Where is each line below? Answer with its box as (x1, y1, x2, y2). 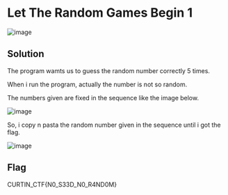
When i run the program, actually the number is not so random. (7, 80, 188, 88)
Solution (7, 48, 44, 60)
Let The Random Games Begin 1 (7, 5, 193, 21)
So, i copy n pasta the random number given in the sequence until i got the (7, 120, 221, 129)
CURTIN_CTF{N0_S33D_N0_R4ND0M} (7, 180, 117, 189)
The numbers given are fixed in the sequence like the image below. (7, 93, 199, 102)
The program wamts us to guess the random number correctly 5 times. (7, 66, 211, 75)
